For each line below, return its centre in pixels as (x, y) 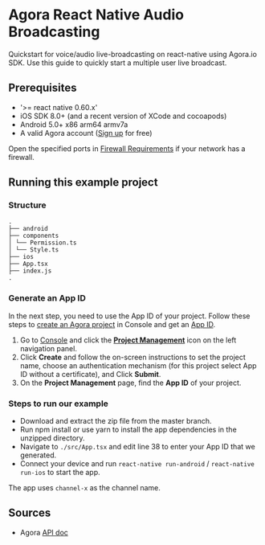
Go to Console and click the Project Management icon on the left (128, 340)
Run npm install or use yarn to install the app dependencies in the (128, 430)
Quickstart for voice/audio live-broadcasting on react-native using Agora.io (132, 54)
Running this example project (83, 182)
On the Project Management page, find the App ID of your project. (130, 383)
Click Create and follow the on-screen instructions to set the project (133, 357)
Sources (30, 513)
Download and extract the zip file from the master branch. (116, 421)
